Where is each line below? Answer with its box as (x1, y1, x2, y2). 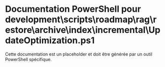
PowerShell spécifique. (5, 56, 52, 62)
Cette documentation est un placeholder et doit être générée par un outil (5, 51, 153, 57)
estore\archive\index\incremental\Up (5, 25, 161, 35)
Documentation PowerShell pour (5, 3, 141, 15)
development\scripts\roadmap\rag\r (5, 14, 157, 25)
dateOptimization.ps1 (5, 35, 95, 46)
